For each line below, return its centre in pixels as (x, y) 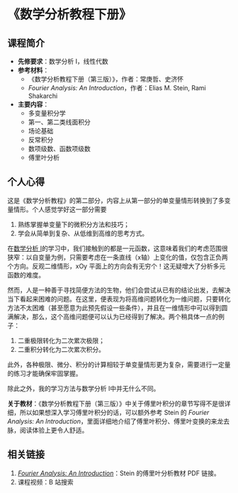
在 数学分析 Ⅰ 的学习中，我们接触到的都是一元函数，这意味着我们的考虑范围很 (118, 248)
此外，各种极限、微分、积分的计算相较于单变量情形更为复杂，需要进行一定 (116, 364)
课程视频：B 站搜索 (45, 482)
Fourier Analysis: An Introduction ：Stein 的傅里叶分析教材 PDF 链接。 (119, 473)
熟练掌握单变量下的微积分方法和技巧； (73, 224)
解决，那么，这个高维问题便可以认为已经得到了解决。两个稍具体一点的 (115, 316)
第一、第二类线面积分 (59, 122)
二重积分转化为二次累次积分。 (61, 349)
